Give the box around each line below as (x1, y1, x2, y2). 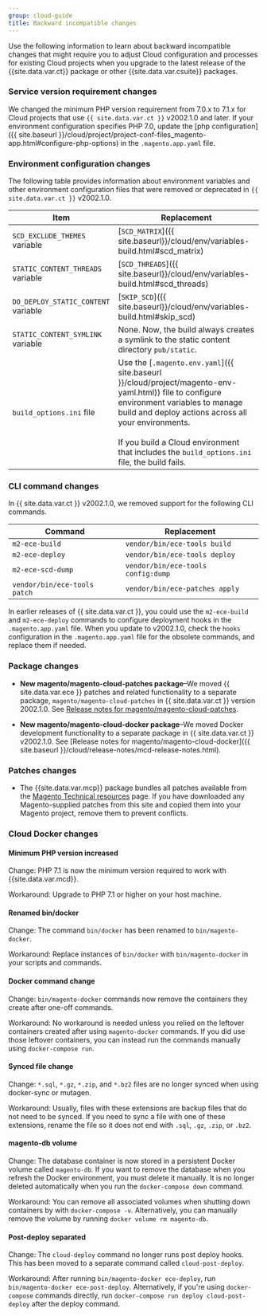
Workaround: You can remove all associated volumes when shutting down (8, 1196, 250, 1206)
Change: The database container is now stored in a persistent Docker (8, 1156, 236, 1165)
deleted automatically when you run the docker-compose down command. (8, 1181, 244, 1191)
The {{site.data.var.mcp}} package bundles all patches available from (19, 783, 247, 792)
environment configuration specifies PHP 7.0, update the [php (8, 121, 211, 131)
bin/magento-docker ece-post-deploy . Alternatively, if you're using (8, 1283, 225, 1292)
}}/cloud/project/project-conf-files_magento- (58, 129, 207, 139)
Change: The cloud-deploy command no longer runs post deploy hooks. (8, 1250, 244, 1259)
